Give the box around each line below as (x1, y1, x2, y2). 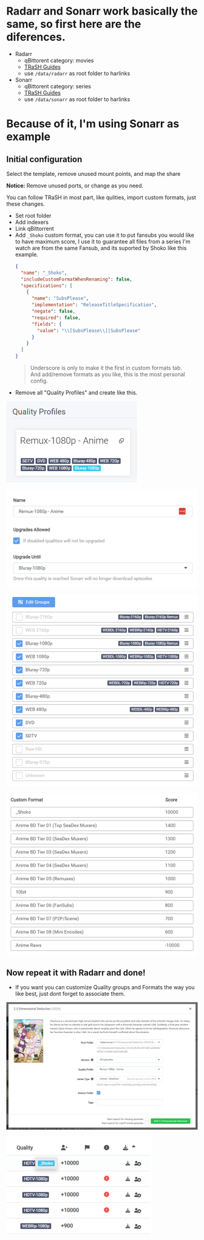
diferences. (6, 30, 66, 44)
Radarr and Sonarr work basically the (6, 4, 198, 18)
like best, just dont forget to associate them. (15, 990, 126, 998)
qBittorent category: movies (24, 57, 94, 64)
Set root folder (15, 212, 52, 219)
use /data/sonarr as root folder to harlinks (24, 96, 131, 103)
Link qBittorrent (15, 225, 55, 232)
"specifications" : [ (21, 282, 73, 289)
